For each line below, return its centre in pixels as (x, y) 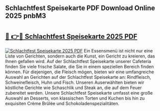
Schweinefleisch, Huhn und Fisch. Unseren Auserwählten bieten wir (75, 82)
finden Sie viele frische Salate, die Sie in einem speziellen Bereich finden (80, 67)
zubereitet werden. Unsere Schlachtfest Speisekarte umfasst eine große (79, 93)
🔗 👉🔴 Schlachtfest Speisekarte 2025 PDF (71, 36)
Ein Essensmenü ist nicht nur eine (118, 51)
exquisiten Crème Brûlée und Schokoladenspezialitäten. (62, 103)
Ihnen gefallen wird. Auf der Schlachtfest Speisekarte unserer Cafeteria (78, 61)
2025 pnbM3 (26, 16)
